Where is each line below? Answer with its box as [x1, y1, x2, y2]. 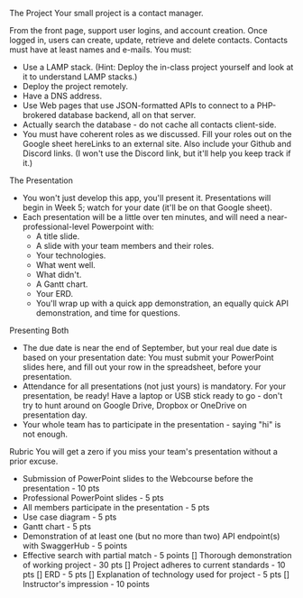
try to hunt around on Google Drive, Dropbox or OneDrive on [22, 400, 248, 410]
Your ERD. [35, 289, 74, 299]
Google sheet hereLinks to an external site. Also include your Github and [22, 139, 291, 149]
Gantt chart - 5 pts [22, 521, 92, 531]
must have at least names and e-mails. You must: [9, 44, 192, 55]
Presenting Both [9, 325, 69, 336]
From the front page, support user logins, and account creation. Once [9, 25, 268, 35]
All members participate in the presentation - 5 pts [22, 502, 210, 512]
